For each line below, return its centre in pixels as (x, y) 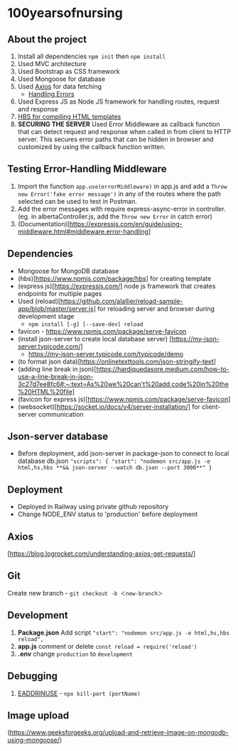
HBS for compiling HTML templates (69, 116)
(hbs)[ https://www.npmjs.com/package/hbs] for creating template (114, 278)
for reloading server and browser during (156, 308)
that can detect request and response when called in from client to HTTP (124, 132)
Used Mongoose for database (61, 79)
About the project (47, 39)
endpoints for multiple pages (60, 293)
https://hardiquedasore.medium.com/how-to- (162, 369)
